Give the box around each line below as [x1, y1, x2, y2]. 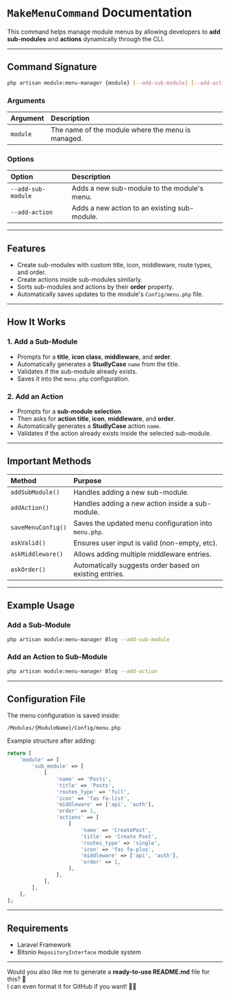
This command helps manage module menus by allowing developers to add [7, 27, 220, 36]
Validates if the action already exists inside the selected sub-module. [16, 429, 212, 438]
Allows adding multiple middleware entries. [73, 549, 212, 559]
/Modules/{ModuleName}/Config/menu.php [7, 725, 121, 732]
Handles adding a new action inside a [73, 498, 194, 508]
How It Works [7, 316, 66, 328]
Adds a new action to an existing [71, 203, 177, 213]
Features [7, 243, 46, 254]
